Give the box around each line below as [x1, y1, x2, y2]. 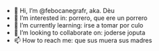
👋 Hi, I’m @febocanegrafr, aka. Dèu [13, 7, 115, 14]
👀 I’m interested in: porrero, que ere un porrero [13, 14, 148, 22]
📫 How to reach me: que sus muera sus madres [13, 37, 153, 44]
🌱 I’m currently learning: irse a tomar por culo [13, 21, 144, 29]
